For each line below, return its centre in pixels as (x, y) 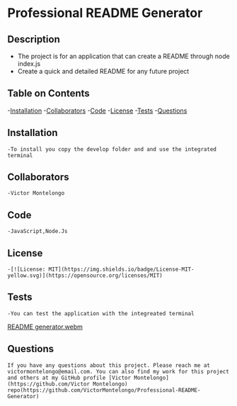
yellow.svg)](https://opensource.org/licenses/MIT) (85, 276)
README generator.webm (45, 327)
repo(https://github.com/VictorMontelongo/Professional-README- (104, 390)
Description (34, 39)
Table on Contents (48, 94)
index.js (29, 64)
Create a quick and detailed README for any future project (103, 71)
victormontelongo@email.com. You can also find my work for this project (118, 371)
